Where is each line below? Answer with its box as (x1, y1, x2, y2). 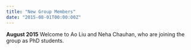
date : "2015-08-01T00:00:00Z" (6, 14, 82, 20)
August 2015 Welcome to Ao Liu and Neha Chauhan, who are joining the (6, 30, 185, 37)
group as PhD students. (6, 37, 64, 44)
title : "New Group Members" (6, 8, 76, 15)
